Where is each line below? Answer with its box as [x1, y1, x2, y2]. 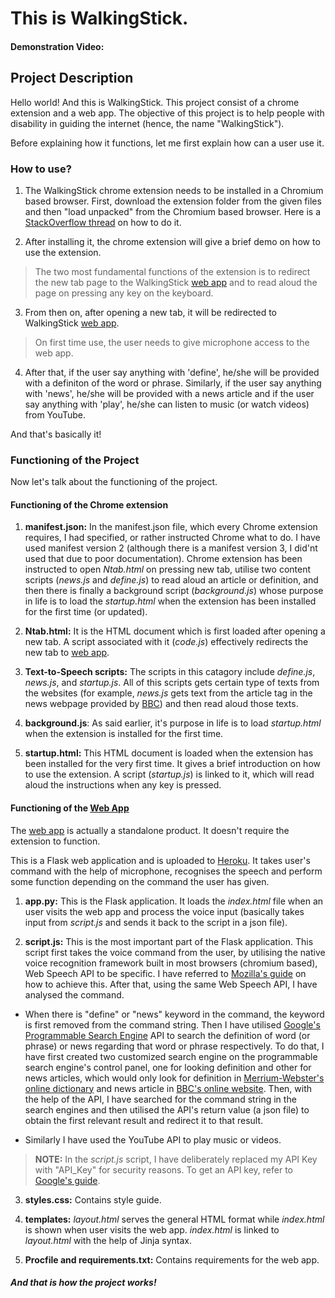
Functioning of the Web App [10, 802, 130, 814]
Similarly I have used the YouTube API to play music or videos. [24, 1133, 282, 1146]
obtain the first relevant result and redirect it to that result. [24, 1114, 264, 1126]
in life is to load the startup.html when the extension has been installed [24, 595, 317, 607]
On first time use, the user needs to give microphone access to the [34, 336, 310, 348]
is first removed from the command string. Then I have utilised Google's [24, 1018, 321, 1031]
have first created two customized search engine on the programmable [24, 1050, 318, 1062]
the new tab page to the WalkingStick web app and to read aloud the [34, 276, 318, 288]
